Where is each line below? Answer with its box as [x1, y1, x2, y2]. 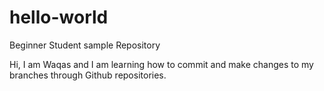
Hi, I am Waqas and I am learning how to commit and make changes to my [9, 58, 314, 70]
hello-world [9, 6, 109, 29]
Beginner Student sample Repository [9, 39, 161, 51]
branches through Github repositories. [9, 69, 167, 81]
